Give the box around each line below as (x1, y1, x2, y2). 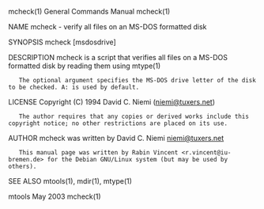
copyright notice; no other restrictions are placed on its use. (8, 120, 228, 127)
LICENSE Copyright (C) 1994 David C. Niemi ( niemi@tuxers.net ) (8, 97, 216, 106)
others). (8, 162, 37, 170)
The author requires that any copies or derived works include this (18, 112, 249, 120)
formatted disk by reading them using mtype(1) (8, 61, 161, 70)
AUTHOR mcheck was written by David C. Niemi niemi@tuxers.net (8, 134, 224, 142)
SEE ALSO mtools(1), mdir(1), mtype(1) (8, 177, 133, 185)
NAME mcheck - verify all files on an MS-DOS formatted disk (8, 22, 207, 31)
